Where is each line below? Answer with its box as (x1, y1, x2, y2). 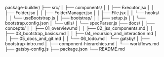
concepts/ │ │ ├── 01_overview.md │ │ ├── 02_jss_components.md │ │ (5, 25, 154, 31)
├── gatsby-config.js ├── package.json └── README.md (5, 46, 125, 52)
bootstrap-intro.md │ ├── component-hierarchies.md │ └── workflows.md (5, 41, 159, 46)
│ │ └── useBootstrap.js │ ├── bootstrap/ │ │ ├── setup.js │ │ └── (5, 15, 146, 20)
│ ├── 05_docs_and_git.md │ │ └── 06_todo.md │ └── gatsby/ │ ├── (5, 36, 150, 41)
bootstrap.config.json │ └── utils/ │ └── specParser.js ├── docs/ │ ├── (5, 20, 155, 26)
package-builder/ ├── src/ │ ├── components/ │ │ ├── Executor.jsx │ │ (5, 5, 155, 10)
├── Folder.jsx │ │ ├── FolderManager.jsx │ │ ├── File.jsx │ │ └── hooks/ (5, 10, 160, 16)
